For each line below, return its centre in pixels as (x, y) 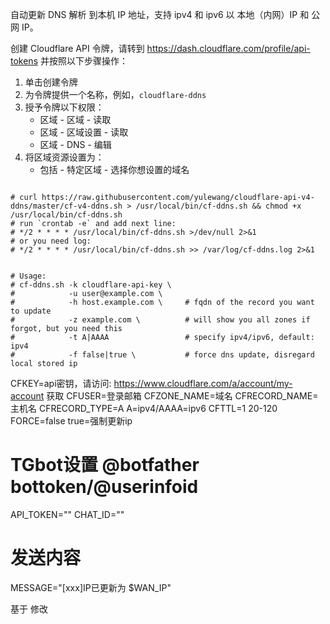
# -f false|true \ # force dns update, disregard (162, 355)
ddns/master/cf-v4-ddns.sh (66, 206)
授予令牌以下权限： (64, 107)
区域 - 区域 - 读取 (75, 119)
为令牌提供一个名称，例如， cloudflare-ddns (115, 94)
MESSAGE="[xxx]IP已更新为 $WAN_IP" (91, 587)
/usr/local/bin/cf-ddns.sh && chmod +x (218, 206)
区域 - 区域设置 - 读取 (84, 132)
